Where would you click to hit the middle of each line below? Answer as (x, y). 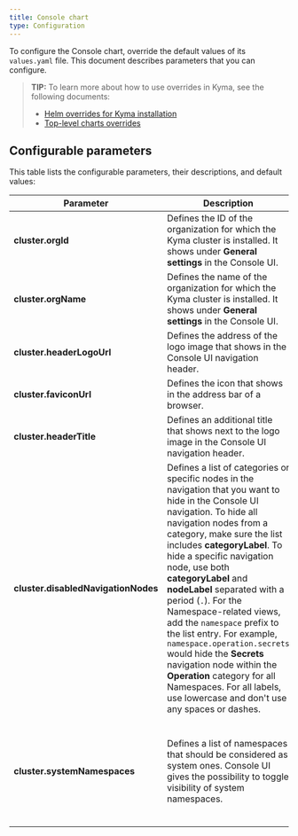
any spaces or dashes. (214, 709)
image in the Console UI (217, 442)
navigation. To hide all (212, 512)
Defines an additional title (220, 420)
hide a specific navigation (220, 557)
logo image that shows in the (227, 347)
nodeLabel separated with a (226, 590)
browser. (185, 406)
